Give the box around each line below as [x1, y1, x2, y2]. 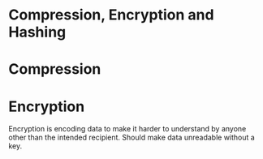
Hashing [8, 23, 67, 41]
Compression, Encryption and [8, 6, 214, 24]
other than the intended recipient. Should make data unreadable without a [8, 132, 256, 143]
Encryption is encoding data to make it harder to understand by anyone [8, 124, 247, 134]
